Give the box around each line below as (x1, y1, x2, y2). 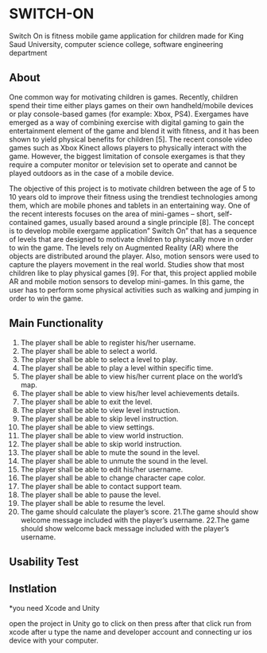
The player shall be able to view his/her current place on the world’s (20, 371, 243, 381)
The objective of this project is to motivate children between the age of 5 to (9, 184, 256, 193)
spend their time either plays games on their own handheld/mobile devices (9, 100, 253, 110)
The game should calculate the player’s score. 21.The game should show (20, 507, 259, 516)
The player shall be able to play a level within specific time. (20, 363, 214, 372)
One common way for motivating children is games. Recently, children (9, 92, 238, 102)
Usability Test (9, 554, 79, 569)
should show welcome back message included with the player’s (20, 523, 230, 533)
